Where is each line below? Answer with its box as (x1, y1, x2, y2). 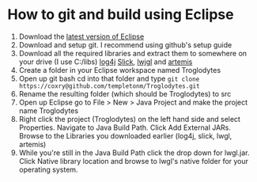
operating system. (18, 165, 78, 174)
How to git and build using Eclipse (7, 6, 234, 24)
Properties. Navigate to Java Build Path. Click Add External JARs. (18, 123, 231, 132)
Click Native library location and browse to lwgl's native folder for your (18, 156, 249, 165)
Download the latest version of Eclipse (18, 32, 145, 41)
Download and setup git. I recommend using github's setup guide (18, 40, 232, 49)
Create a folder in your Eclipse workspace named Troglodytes (18, 65, 221, 74)
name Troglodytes (18, 105, 79, 116)
